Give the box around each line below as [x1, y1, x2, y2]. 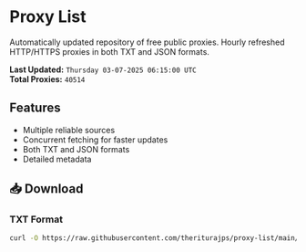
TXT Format [9, 213, 64, 226]
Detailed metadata [22, 153, 92, 164]
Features [9, 100, 61, 116]
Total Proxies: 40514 [9, 73, 86, 84]
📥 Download [9, 181, 84, 197]
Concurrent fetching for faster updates [22, 134, 168, 145]
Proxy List [9, 6, 87, 27]
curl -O [9, 234, 39, 243]
